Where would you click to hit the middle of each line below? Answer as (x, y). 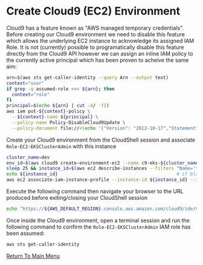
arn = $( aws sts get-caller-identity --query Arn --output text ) (88, 77)
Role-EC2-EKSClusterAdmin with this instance (61, 146)
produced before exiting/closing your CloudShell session (77, 198)
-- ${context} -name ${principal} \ (55, 117)
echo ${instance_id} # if (97, 174)
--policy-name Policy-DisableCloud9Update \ (69, 122)
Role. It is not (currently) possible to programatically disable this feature (95, 47)
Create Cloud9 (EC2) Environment (93, 11)
